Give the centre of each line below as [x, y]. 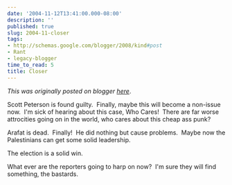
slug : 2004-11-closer [38, 33]
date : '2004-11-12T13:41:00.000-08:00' [65, 13]
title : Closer [28, 71]
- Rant [17, 52]
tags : [15, 39]
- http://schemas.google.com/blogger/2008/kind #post [85, 46]
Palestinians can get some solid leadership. [69, 139]
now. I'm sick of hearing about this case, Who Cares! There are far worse [113, 112]
